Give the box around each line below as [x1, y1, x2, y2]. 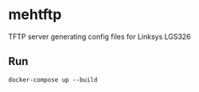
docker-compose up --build [8, 75, 98, 84]
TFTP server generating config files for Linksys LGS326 [8, 32, 191, 41]
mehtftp [8, 6, 62, 24]
